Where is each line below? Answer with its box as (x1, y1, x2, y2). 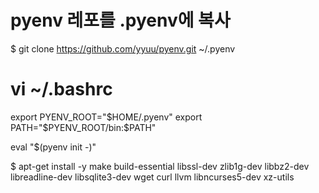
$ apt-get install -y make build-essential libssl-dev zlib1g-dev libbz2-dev (10, 160, 310, 172)
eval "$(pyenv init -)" (10, 141, 97, 153)
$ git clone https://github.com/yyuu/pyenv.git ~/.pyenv (10, 42, 236, 55)
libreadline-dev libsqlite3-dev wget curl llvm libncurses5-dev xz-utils (10, 171, 295, 183)
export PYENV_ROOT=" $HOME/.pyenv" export (10, 111, 203, 123)
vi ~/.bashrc (10, 78, 113, 101)
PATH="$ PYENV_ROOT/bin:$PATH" (10, 121, 157, 133)
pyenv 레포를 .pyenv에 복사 (10, 9, 231, 32)
